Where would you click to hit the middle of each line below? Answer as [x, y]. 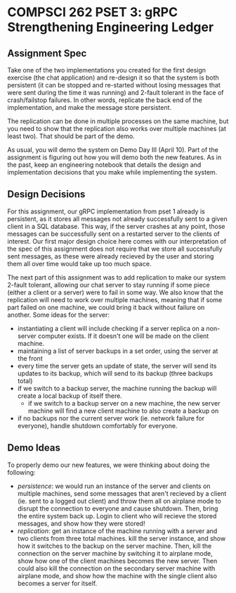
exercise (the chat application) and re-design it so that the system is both [113, 77]
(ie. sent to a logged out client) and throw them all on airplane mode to [119, 501]
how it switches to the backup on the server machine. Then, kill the [114, 546]
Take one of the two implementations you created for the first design [106, 70]
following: [21, 472]
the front [30, 358]
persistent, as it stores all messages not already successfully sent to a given [117, 218]
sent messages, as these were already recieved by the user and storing [111, 256]
